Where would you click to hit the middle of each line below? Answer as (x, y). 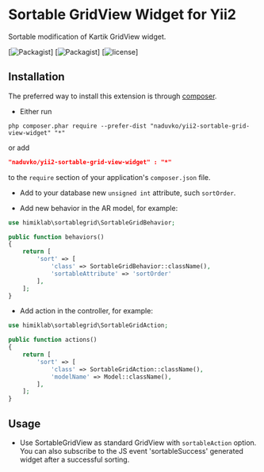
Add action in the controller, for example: (86, 311)
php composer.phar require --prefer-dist (78, 126)
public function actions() (53, 340)
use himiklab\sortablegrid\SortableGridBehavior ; (92, 223)
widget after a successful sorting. (75, 459)
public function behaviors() (56, 237)
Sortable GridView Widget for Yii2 (122, 15)
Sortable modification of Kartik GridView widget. (87, 36)
